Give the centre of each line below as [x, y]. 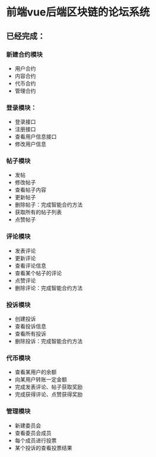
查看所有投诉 [30, 334]
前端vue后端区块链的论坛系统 [78, 12]
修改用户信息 [30, 144]
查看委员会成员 [33, 433]
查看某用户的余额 [36, 372]
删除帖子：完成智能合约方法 [49, 205]
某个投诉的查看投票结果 [43, 447]
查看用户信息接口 [36, 137]
